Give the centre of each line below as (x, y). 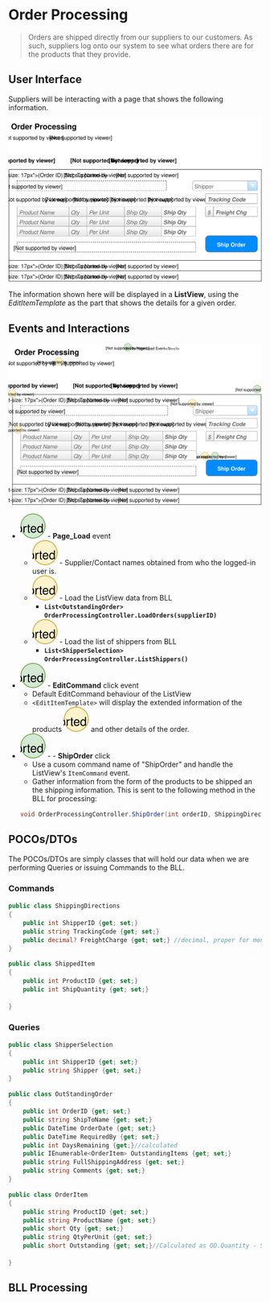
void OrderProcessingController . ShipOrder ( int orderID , (115, 815)
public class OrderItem (48, 1195)
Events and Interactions (69, 328)
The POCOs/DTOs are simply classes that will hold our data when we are (129, 858)
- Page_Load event (79, 536)
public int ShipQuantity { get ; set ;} (86, 990)
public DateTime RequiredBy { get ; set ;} (91, 1137)
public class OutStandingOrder (61, 1094)
